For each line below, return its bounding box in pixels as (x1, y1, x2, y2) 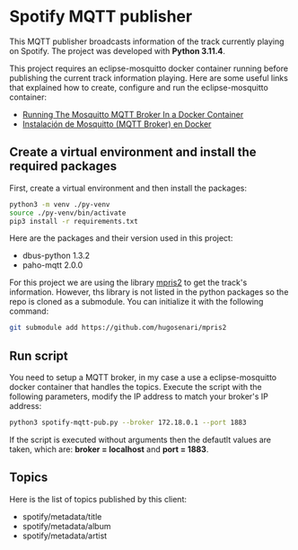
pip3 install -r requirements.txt (9, 217, 139, 226)
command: (9, 306, 49, 316)
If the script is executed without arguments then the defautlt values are (9, 434, 272, 445)
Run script (9, 348, 69, 363)
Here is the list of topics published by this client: (9, 493, 187, 504)
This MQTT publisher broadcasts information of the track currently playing (9, 36, 285, 47)
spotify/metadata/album (22, 520, 111, 531)
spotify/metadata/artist (22, 530, 108, 541)
